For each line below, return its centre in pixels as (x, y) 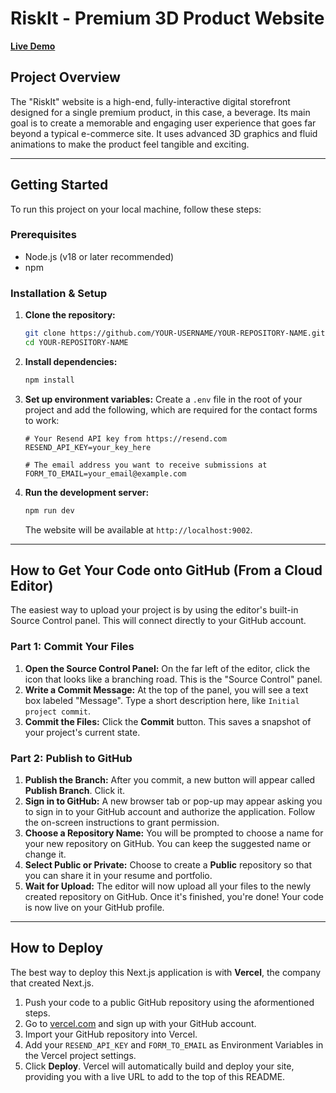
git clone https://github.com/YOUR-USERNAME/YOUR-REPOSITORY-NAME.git (175, 333)
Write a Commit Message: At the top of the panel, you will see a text (166, 689)
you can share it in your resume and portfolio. (118, 876)
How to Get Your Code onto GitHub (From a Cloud (166, 570)
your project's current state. (82, 732)
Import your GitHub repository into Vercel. (111, 1034)
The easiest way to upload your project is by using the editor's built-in (154, 610)
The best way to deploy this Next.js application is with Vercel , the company (166, 972)
